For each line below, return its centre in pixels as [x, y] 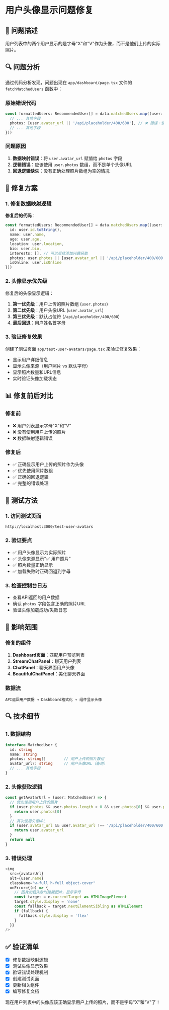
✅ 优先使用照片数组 [33, 471]
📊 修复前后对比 [29, 396]
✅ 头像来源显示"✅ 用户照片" [42, 559]
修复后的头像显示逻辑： [29, 293]
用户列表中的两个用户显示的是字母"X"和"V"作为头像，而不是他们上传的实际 [83, 44]
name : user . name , [28, 235]
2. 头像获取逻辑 [24, 787]
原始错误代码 [21, 103]
